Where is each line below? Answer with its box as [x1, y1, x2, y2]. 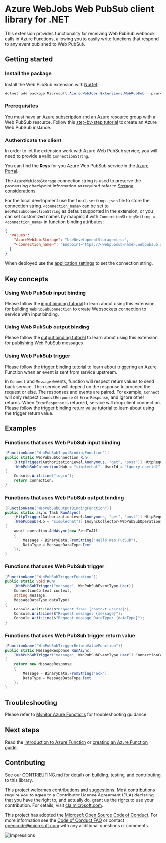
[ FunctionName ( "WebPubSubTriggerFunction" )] [5, 574, 98, 579]
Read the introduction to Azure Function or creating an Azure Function [5, 739, 148, 745]
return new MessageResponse [14, 661, 72, 666]
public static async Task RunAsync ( [5, 510, 81, 515]
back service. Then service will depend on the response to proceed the [5, 383, 151, 389]
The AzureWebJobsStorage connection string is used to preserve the [5, 178, 141, 184]
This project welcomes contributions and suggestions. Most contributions [5, 787, 155, 793]
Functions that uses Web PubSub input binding [5, 439, 120, 446]
